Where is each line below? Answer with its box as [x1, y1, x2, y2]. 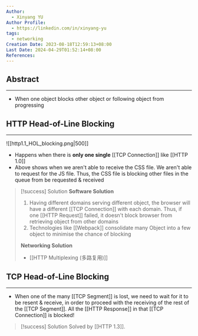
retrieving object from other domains [29, 218, 119, 225]
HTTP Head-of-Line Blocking [6, 118, 115, 129]
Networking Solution [20, 242, 72, 249]
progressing [14, 101, 44, 109]
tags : [6, 31, 19, 37]
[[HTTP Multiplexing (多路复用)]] [29, 254, 108, 261]
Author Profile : [6, 19, 46, 25]
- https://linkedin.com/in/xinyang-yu [11, 25, 107, 31]
